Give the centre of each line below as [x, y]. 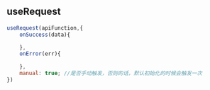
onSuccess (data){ [45, 35]
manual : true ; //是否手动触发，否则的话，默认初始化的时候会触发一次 [111, 74]
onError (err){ [40, 54]
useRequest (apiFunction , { [45, 28]
